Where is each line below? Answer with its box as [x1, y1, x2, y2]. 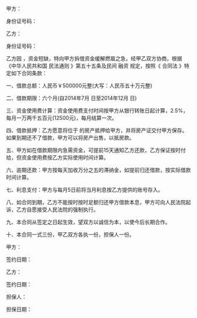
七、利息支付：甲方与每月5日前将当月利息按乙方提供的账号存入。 [6, 187, 164, 193]
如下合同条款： [11, 70, 47, 76]
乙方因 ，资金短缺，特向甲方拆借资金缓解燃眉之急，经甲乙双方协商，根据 [6, 55, 182, 62]
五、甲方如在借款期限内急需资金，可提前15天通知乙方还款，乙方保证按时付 [6, 147, 186, 154]
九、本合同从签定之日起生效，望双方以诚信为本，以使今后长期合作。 [6, 219, 171, 225]
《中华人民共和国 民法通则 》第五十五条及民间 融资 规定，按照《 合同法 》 [6, 62, 185, 69]
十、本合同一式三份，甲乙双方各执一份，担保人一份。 [6, 231, 135, 238]
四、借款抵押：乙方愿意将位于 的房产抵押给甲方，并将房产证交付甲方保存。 [6, 127, 188, 134]
